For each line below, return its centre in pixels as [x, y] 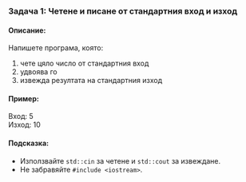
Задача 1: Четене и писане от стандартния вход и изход [123, 11]
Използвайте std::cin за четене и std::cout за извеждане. [120, 160]
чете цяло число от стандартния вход [84, 63]
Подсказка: [29, 143]
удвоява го [38, 72]
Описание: [27, 30]
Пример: [24, 98]
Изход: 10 [25, 125]
